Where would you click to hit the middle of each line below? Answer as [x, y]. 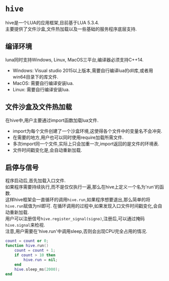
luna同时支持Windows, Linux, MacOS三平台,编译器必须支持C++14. [74, 59]
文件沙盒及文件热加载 [39, 107]
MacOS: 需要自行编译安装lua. [43, 83]
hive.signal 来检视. [25, 225]
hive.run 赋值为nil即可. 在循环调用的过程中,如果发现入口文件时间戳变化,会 [82, 206]
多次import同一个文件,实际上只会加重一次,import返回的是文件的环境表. [86, 144]
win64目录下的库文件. [35, 77]
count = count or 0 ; [27, 241]
